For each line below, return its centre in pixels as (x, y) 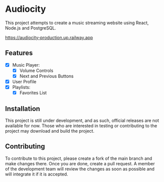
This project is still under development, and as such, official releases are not (82, 120)
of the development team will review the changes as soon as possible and (80, 169)
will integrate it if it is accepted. (37, 174)
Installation (23, 109)
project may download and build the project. (50, 131)
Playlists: (21, 87)
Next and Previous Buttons (46, 76)
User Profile (24, 81)
